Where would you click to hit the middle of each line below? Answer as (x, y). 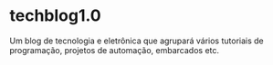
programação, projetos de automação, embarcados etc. (115, 50)
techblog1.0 (56, 16)
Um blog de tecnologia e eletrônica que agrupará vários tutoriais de (136, 41)
